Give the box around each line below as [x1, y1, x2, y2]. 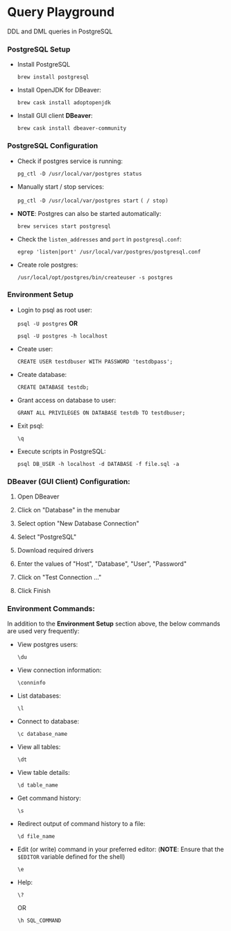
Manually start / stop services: [17, 182, 104, 191]
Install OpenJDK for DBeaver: [17, 86, 102, 94]
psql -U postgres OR [17, 319, 78, 327]
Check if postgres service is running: [17, 157, 123, 165]
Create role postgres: [17, 260, 78, 269]
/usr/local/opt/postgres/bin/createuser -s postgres [17, 274, 173, 281]
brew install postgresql [17, 74, 89, 81]
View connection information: [17, 666, 102, 674]
